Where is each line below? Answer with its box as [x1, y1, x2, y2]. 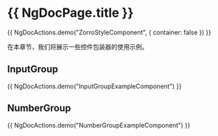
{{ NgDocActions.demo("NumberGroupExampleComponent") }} [7, 121, 191, 129]
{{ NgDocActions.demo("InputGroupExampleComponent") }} [7, 82, 182, 90]
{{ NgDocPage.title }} [7, 5, 134, 21]
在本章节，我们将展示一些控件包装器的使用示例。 [7, 42, 148, 50]
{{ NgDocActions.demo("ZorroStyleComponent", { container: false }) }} [7, 28, 212, 36]
